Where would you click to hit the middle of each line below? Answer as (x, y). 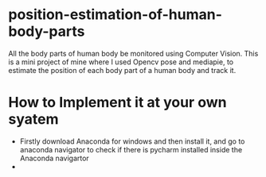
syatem (33, 119)
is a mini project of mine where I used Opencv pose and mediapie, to (121, 62)
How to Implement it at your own (117, 103)
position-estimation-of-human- (115, 15)
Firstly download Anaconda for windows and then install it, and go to (132, 141)
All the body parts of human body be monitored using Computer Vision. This (133, 53)
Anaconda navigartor (54, 158)
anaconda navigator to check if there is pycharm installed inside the (131, 149)
